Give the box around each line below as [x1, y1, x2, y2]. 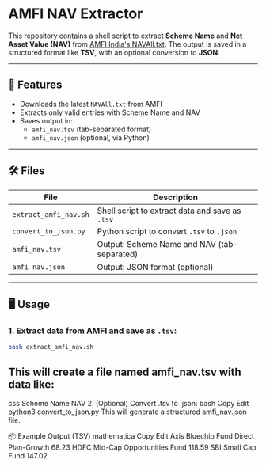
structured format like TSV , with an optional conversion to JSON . [8, 47, 220, 57]
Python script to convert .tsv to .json [97, 226, 237, 237]
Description [153, 192, 198, 203]
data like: [8, 378, 55, 391]
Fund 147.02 [8, 450, 47, 460]
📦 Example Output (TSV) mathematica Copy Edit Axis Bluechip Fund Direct [8, 431, 255, 440]
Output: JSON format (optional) [97, 261, 214, 272]
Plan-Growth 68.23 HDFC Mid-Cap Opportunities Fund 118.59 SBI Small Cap [8, 442, 256, 452]
